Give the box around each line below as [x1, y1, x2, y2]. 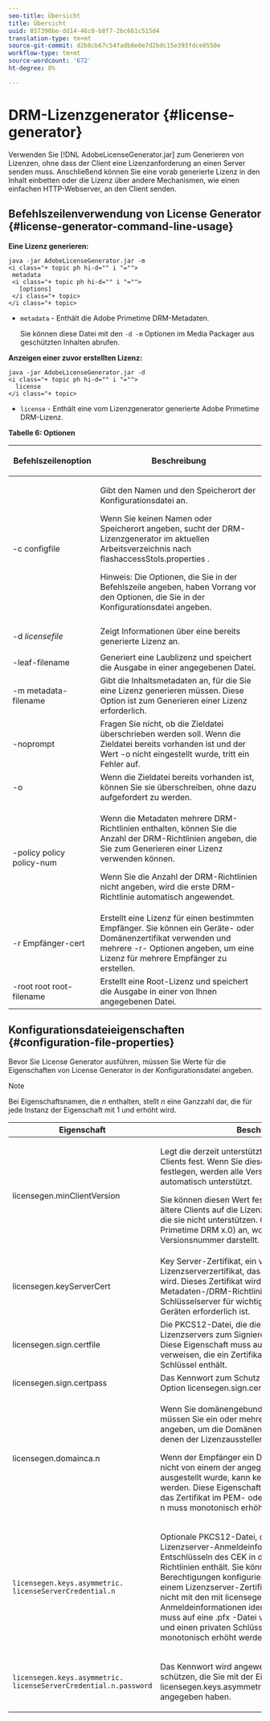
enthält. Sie [201, 1562, 244, 1573]
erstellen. [100, 963, 135, 974]
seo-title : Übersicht [8, 11, 81, 20]
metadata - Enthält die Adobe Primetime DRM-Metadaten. [19, 313, 210, 323]
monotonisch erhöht [160, 1632, 237, 1643]
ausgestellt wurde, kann [160, 1472, 251, 1484]
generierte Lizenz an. [100, 635, 181, 646]
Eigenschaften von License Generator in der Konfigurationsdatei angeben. [8, 1066, 254, 1075]
